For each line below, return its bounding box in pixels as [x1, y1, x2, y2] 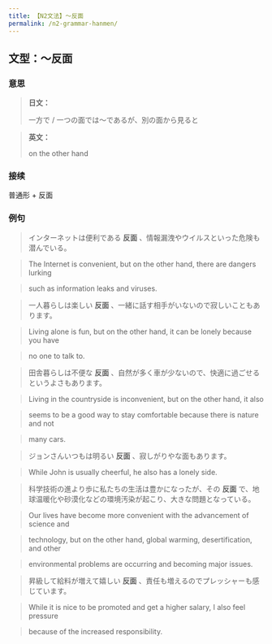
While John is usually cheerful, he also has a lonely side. [28, 467, 218, 477]
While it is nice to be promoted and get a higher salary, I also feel [28, 602, 246, 612]
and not [28, 418, 54, 428]
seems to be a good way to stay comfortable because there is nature [28, 409, 259, 419]
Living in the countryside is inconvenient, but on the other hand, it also [28, 394, 264, 404]
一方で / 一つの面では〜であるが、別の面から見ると [28, 115, 199, 125]
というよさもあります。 [28, 378, 107, 387]
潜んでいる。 [28, 243, 71, 253]
